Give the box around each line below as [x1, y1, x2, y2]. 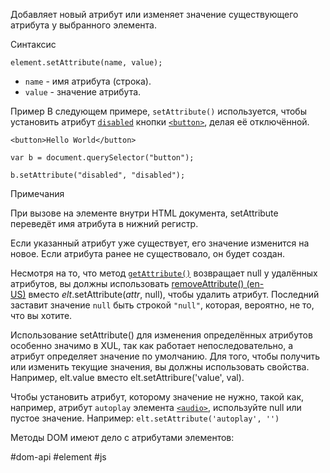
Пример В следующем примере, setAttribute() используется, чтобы [10, 105, 307, 117]
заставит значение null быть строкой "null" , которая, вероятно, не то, [10, 299, 315, 311]
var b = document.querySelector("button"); [10, 153, 195, 163]
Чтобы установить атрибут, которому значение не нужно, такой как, [10, 391, 305, 403]
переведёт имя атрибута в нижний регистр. [10, 218, 199, 229]
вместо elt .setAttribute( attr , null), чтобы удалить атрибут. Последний [28, 289, 320, 300]
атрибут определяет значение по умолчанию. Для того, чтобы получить [10, 350, 321, 362]
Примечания [10, 188, 65, 199]
